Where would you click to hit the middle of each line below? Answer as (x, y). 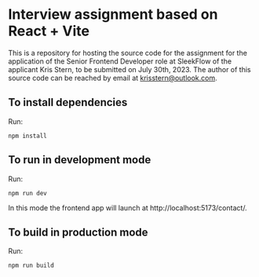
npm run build (31, 266)
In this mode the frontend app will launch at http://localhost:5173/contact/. (128, 208)
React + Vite (49, 31)
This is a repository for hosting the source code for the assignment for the (128, 53)
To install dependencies (68, 102)
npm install (27, 136)
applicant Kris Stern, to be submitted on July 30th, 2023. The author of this (129, 69)
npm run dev (27, 193)
